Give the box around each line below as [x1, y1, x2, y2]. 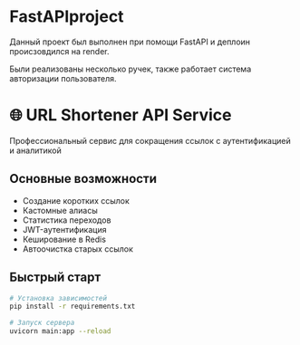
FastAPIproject [9, 6, 124, 27]
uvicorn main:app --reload [9, 327, 111, 336]
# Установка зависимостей [9, 293, 107, 302]
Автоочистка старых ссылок [22, 243, 133, 254]
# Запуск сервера [9, 319, 75, 328]
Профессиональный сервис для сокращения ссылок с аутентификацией [9, 135, 292, 146]
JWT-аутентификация [22, 224, 107, 235]
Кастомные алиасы [22, 205, 98, 216]
